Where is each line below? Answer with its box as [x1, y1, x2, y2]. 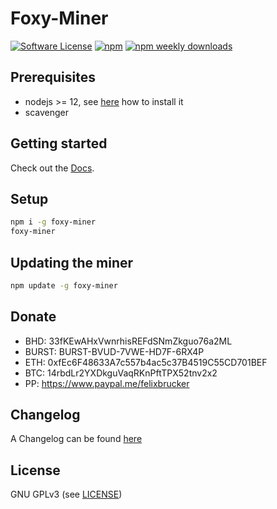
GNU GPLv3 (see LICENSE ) [10, 488, 123, 501]
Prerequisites [10, 69, 96, 86]
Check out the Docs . [10, 162, 95, 174]
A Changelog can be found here [10, 433, 143, 445]
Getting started [10, 135, 108, 152]
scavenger [24, 106, 70, 118]
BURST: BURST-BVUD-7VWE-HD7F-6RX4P [24, 345, 205, 357]
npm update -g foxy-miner [10, 280, 118, 291]
